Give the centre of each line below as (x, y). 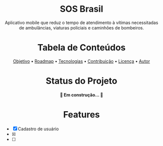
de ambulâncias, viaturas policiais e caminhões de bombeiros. (81, 27)
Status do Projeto (81, 81)
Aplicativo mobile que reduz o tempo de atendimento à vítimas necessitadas (81, 23)
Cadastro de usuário (38, 129)
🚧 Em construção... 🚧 (81, 95)
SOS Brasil (81, 9)
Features (81, 114)
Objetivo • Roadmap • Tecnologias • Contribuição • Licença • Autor (81, 61)
